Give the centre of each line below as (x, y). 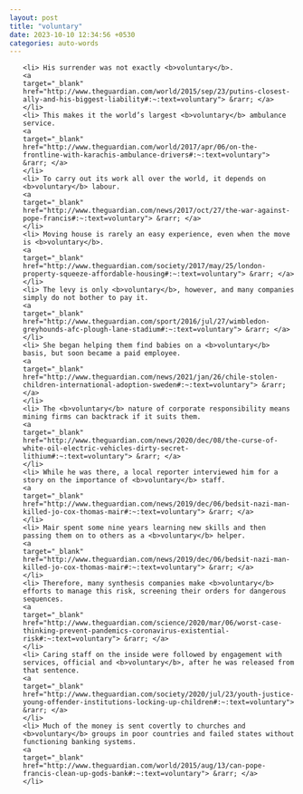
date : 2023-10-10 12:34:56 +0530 (72, 34)
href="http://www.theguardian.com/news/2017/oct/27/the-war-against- (156, 211)
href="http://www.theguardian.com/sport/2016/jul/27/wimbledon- (146, 322)
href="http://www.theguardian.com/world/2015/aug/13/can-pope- (144, 766)
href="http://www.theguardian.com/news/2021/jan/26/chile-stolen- (150, 377)
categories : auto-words (54, 43)
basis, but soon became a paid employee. (101, 353)
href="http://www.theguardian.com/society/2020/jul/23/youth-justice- (158, 694)
